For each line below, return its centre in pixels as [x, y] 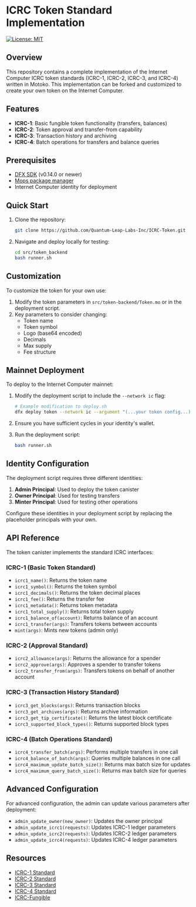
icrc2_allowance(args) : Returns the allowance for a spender [88, 658]
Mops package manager [44, 181]
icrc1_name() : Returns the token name [61, 580]
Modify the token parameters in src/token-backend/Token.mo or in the [98, 302]
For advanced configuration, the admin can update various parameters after [98, 803]
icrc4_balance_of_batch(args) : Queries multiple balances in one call [97, 758]
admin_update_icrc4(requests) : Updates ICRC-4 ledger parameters [96, 839]
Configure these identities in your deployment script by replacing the [89, 513]
